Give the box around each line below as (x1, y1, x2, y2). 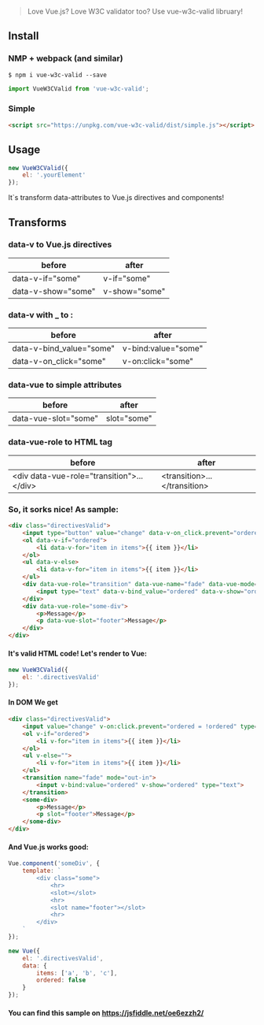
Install (8, 29, 39, 43)
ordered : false (36, 976, 86, 984)
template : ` (22, 867, 61, 875)
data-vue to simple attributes (8, 380, 122, 391)
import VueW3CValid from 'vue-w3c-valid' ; (8, 84, 149, 93)
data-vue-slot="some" (12, 413, 99, 424)
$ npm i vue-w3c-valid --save (8, 71, 108, 79)
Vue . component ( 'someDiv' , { (8, 860, 101, 867)
